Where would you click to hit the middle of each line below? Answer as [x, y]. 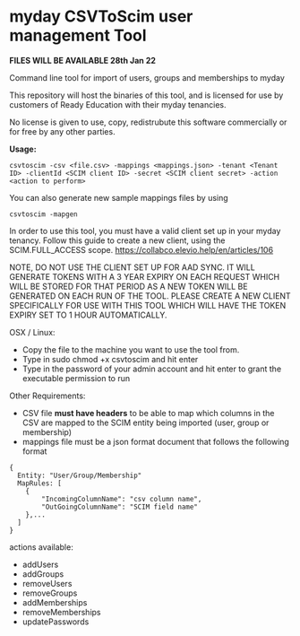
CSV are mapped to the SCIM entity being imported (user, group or [146, 423]
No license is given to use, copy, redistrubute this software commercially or [148, 122]
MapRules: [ [40, 483]
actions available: [41, 547]
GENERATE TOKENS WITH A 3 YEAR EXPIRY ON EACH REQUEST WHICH [145, 276]
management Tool [78, 35]
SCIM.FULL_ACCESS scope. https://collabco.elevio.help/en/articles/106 [141, 249]
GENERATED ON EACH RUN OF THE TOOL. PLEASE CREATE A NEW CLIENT [150, 296]
